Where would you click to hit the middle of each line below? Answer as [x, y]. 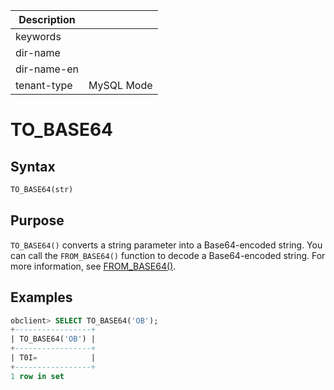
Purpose [37, 220]
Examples [41, 297]
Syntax [33, 166]
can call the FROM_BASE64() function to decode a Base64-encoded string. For [168, 255]
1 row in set [37, 376]
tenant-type [44, 85]
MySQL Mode [120, 85]
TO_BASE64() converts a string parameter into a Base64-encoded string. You [166, 245]
